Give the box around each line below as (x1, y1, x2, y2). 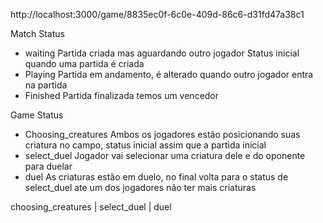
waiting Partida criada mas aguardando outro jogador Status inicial (24, 47, 300, 59)
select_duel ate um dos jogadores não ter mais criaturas (24, 182, 257, 193)
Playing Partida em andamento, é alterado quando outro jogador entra (24, 69, 314, 80)
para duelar (24, 160, 73, 172)
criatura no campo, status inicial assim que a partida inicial (24, 139, 267, 151)
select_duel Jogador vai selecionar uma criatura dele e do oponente (24, 150, 306, 161)
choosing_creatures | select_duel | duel (10, 201, 172, 213)
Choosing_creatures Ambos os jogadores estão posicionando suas (24, 129, 301, 140)
